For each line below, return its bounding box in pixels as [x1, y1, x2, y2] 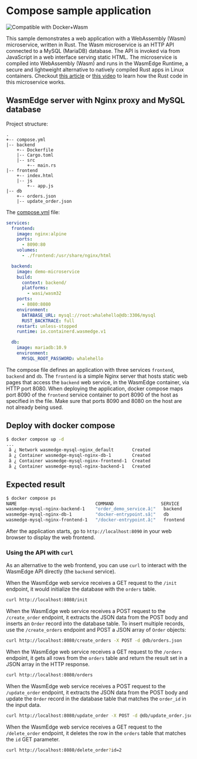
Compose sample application [6, 4, 151, 18]
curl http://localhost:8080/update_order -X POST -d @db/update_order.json [6, 713, 195, 719]
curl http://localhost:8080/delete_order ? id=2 [6, 747, 122, 753]
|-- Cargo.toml [16, 152, 54, 158]
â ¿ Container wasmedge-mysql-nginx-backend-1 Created [8, 463, 151, 469]
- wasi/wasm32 [27, 290, 62, 297]
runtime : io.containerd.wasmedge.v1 [16, 328, 107, 335]
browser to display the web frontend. [6, 534, 96, 541]
